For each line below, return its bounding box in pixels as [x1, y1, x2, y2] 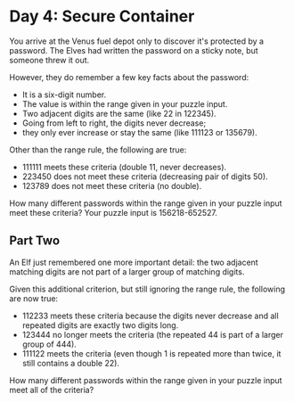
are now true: [9, 292, 59, 304]
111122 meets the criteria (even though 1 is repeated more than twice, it [21, 348, 282, 358]
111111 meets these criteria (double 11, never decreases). [21, 161, 227, 172]
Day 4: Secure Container [9, 6, 195, 27]
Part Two [9, 234, 61, 249]
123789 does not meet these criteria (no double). [21, 180, 202, 191]
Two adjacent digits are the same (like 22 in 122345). [21, 108, 216, 119]
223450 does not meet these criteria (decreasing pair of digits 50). [21, 171, 269, 182]
